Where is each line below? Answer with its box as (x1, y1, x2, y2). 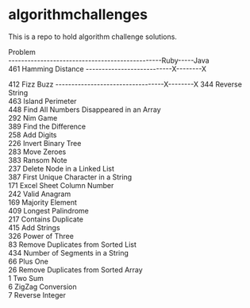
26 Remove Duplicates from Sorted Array (8, 264, 143, 275)
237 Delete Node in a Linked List (8, 164, 115, 173)
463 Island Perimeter (8, 96, 77, 106)
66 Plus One (8, 256, 49, 266)
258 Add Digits (8, 129, 57, 140)
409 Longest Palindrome (8, 206, 90, 215)
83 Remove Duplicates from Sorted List (8, 240, 137, 249)
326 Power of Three (8, 231, 74, 241)
